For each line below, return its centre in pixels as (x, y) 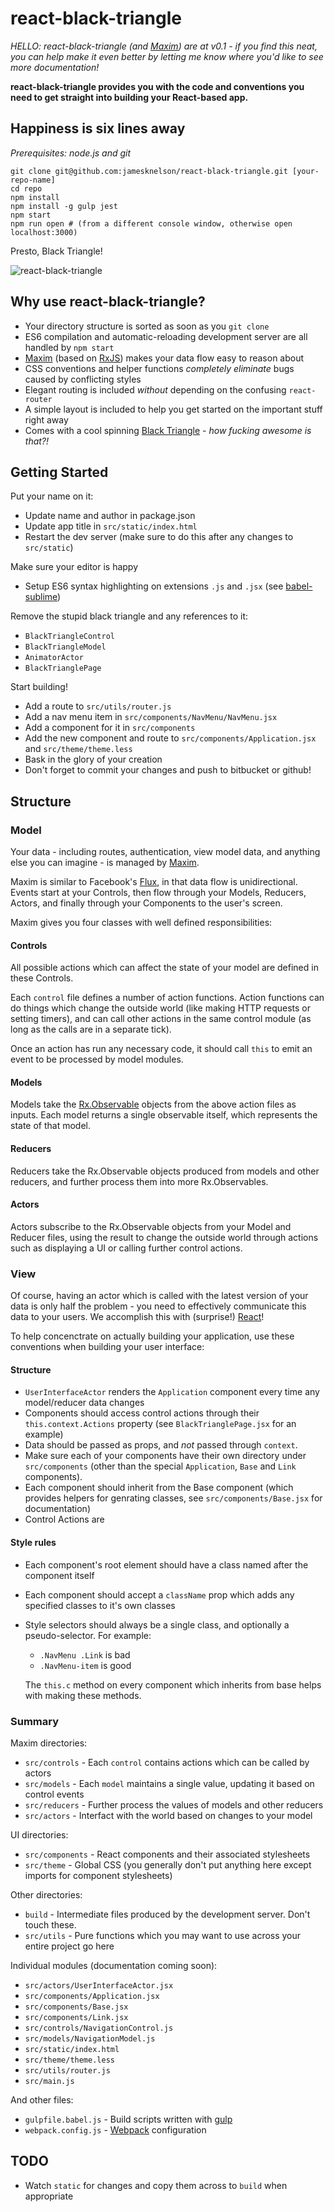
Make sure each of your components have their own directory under (165, 1456)
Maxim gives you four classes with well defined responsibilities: (141, 923)
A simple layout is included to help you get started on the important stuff (173, 409)
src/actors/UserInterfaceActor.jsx (99, 1985)
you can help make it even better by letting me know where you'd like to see (167, 56)
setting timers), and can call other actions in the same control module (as (161, 1019)
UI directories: (39, 1834)
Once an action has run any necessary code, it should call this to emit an (161, 1049)
